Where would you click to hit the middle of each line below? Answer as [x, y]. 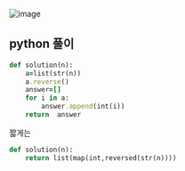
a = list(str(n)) [53, 73]
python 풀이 [42, 44]
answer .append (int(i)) [83, 107]
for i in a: [47, 98]
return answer [53, 115]
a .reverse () [47, 81]
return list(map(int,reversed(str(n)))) [101, 158]
